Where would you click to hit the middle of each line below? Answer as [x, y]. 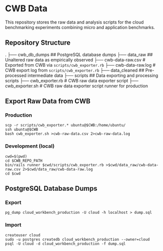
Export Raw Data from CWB [48, 101]
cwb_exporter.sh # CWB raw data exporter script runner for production [77, 86]
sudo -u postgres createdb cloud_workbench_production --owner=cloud [78, 239]
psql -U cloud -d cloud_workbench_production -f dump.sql [65, 244]
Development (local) [30, 146]
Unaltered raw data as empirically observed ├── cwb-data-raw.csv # [75, 60]
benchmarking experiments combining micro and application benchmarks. [80, 27]
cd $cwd [13, 174]
